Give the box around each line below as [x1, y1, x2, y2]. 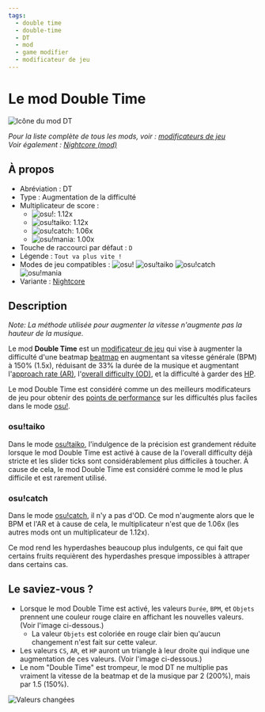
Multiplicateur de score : [19, 200, 100, 210]
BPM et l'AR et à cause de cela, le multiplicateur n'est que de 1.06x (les [8, 520, 240, 529]
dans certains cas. [8, 560, 69, 569]
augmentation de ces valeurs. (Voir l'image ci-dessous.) [19, 654, 203, 664]
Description [8, 299, 67, 313]
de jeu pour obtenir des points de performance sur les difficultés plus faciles [8, 393, 258, 402]
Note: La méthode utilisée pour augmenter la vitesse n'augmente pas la [8, 320, 243, 329]
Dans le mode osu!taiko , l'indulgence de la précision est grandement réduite [8, 439, 257, 448]
